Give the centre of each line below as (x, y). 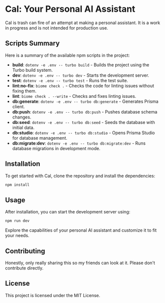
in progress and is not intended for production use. (57, 28)
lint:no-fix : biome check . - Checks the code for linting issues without (83, 86)
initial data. (23, 127)
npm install (17, 185)
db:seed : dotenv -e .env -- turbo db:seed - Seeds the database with (83, 122)
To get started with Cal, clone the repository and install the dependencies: (80, 176)
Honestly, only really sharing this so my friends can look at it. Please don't (80, 263)
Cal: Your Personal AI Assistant (70, 9)
